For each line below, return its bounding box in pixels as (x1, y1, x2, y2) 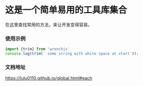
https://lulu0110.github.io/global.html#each (5, 75, 93, 81)
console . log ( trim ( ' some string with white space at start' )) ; (5, 51, 139, 57)
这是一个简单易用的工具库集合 (5, 4, 128, 16)
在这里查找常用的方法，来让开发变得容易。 (5, 22, 92, 28)
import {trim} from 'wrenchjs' (5, 47, 70, 52)
